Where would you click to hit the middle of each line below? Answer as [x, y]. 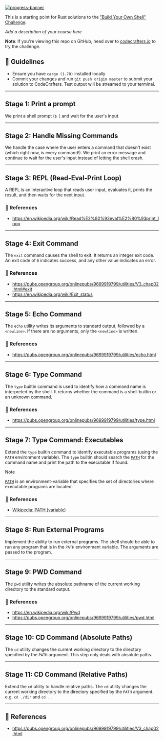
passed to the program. [29, 552]
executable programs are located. [39, 486]
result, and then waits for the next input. [45, 195]
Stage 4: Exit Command [42, 243]
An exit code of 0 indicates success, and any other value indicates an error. [81, 261]
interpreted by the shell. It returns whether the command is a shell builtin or [81, 391]
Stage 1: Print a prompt [40, 104]
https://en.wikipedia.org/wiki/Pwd [46, 612]
